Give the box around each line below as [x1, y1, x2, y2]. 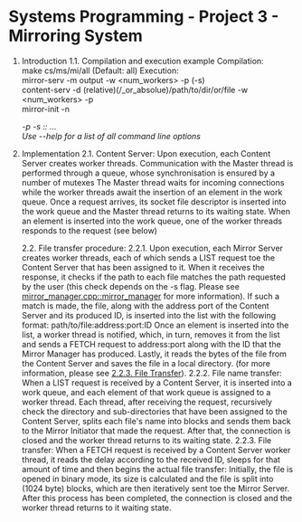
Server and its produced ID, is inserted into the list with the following [21, 309, 277, 320]
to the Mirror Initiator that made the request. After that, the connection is [21, 425, 291, 436]
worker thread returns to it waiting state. [21, 502, 173, 513]
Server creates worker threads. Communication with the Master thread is [21, 157, 294, 168]
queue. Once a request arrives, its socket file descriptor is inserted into [21, 196, 287, 207]
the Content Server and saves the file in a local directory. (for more [21, 357, 270, 368]
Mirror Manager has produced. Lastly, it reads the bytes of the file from [21, 348, 287, 359]
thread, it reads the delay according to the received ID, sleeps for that [21, 454, 281, 465]
